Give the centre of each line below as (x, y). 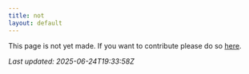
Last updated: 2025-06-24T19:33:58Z (71, 61)
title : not (26, 16)
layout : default (35, 23)
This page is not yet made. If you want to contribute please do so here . (125, 45)
